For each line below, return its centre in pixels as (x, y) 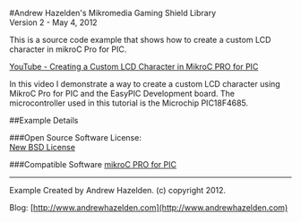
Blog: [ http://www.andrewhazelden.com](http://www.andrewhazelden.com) (149, 208)
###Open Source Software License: (75, 137)
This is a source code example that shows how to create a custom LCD (140, 40)
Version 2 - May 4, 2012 (53, 22)
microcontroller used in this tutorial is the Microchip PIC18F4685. (129, 103)
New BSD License (43, 147)
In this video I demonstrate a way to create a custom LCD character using (145, 84)
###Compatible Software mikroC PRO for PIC (93, 164)
